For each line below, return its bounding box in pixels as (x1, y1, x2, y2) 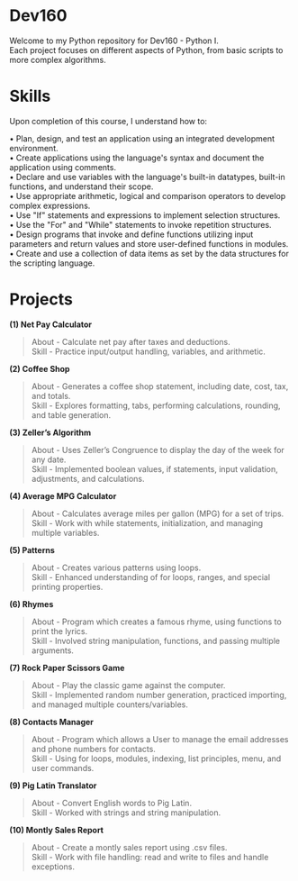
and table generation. (31, 409, 111, 420)
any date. (31, 454, 67, 465)
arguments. (31, 645, 75, 656)
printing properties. (31, 581, 104, 592)
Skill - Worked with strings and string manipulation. (31, 807, 221, 818)
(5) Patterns (9, 544, 56, 555)
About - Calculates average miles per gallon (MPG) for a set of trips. (31, 508, 284, 519)
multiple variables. (31, 527, 100, 538)
